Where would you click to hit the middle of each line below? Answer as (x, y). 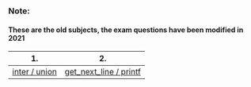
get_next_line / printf (103, 72)
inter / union (34, 72)
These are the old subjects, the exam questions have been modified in (126, 30)
